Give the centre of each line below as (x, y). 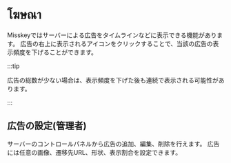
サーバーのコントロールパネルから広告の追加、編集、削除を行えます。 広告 (113, 144)
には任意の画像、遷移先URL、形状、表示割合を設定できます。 (94, 152)
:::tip (13, 66)
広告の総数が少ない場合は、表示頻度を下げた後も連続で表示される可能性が (113, 80)
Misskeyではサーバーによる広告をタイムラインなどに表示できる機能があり (112, 35)
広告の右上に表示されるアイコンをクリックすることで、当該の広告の (117, 43)
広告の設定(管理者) (47, 126)
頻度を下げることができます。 (55, 52)
